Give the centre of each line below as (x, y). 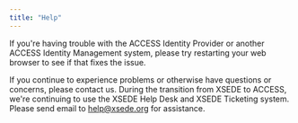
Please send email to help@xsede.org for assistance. (107, 108)
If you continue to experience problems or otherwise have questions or (140, 79)
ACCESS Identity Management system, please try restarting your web (138, 53)
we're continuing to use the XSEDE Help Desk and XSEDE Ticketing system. (149, 99)
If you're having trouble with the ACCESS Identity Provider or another (137, 43)
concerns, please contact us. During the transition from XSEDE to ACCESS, (148, 89)
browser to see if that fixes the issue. (78, 62)
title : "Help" (36, 18)
